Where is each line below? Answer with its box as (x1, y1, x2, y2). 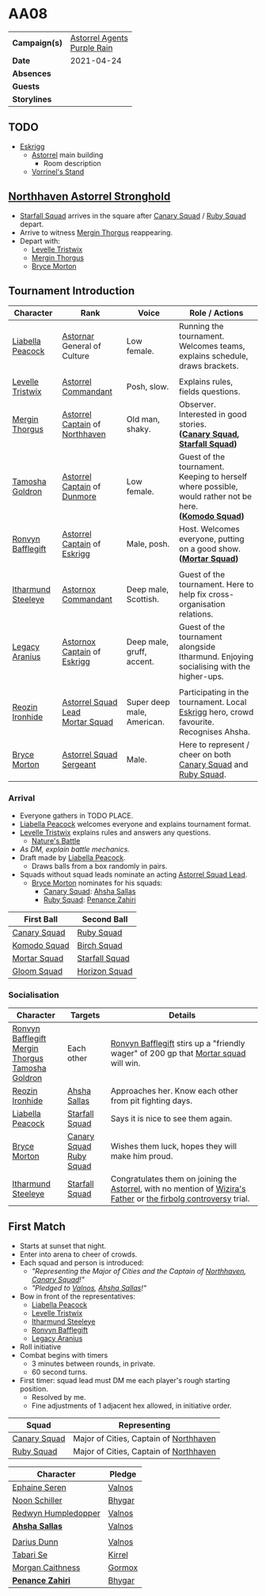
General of (62, 341, 101, 352)
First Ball (23, 913, 58, 924)
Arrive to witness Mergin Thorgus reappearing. (19, 227, 173, 237)
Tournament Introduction (8, 284, 135, 298)
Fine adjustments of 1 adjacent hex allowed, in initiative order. (31, 1401, 232, 1410)
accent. (126, 656, 154, 667)
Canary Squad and (179, 759, 249, 770)
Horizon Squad (77, 965, 133, 976)
